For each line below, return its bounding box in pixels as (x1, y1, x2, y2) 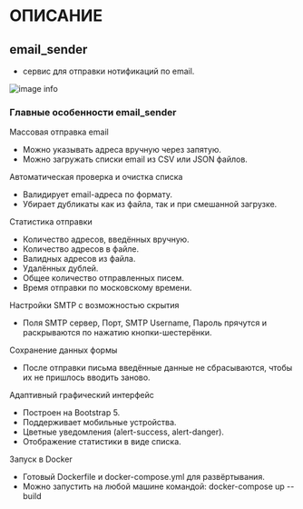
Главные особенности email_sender (9, 105, 177, 118)
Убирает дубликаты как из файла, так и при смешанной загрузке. (22, 199, 278, 210)
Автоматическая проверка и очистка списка (9, 172, 183, 183)
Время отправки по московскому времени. (22, 283, 192, 294)
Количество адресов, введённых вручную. (22, 234, 190, 245)
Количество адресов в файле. (22, 244, 140, 254)
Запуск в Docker (9, 454, 73, 464)
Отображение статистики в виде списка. (22, 436, 181, 447)
